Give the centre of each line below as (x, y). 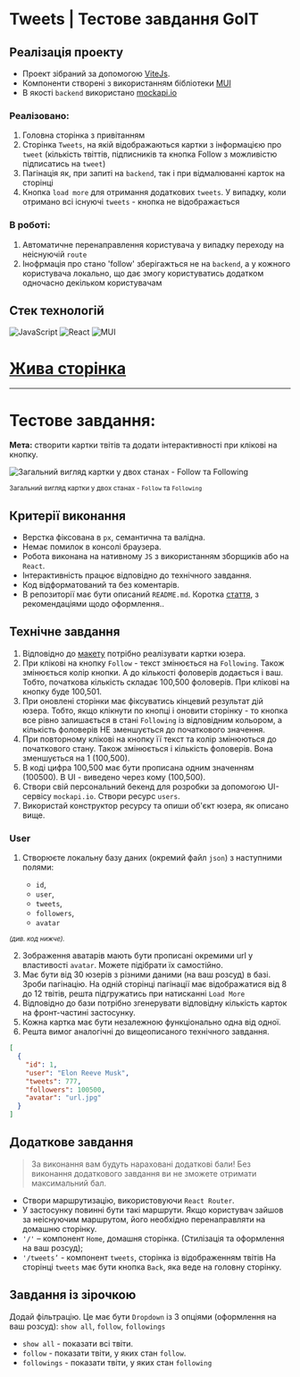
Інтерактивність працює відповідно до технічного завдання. (137, 575)
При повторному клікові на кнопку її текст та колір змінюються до (149, 739)
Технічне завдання (65, 632)
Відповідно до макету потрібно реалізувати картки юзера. (134, 653)
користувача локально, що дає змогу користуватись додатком (143, 273)
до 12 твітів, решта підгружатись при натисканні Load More (133, 994)
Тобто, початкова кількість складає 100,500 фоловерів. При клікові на (156, 682)
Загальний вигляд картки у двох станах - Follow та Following (106, 489)
